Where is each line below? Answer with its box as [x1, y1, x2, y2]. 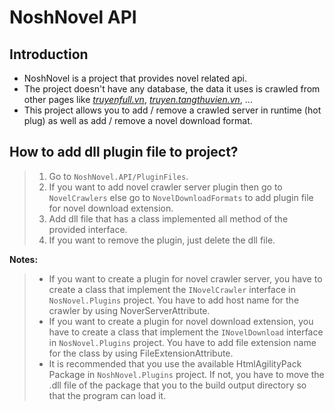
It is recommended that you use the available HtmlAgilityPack [48, 357, 302, 370]
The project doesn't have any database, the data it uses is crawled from [23, 83, 321, 95]
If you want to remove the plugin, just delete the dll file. [48, 234, 276, 246]
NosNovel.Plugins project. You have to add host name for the [48, 294, 300, 306]
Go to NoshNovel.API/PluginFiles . [48, 170, 189, 182]
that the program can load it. [48, 389, 167, 401]
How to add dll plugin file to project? [9, 144, 239, 161]
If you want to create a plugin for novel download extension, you [48, 315, 314, 327]
